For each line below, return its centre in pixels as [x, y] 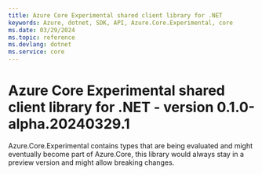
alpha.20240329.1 [69, 124]
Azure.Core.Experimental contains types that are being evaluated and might [131, 145]
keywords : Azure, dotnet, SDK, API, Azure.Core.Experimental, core [121, 23]
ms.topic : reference [42, 37]
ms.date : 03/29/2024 [42, 30]
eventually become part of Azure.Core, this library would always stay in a [126, 154]
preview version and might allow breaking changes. [91, 162]
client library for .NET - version [111, 108]
